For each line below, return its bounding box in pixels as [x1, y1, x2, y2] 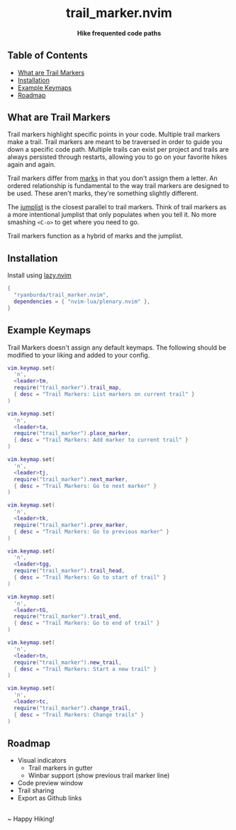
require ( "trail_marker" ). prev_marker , [13, 521, 129, 529]
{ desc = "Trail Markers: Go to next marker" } [13, 482, 157, 489]
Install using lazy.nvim [7, 271, 72, 280]
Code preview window [17, 779, 84, 787]
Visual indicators [17, 756, 67, 765]
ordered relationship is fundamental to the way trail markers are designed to [7, 182, 229, 190]
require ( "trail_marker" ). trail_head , [13, 568, 125, 575]
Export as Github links [17, 794, 82, 802]
